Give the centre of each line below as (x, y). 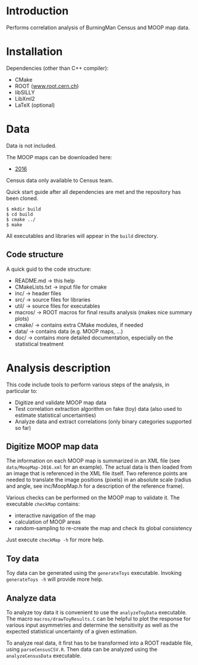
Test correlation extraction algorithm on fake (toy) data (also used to (98, 409)
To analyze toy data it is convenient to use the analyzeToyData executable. (97, 612)
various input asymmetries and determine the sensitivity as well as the (92, 625)
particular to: (22, 391)
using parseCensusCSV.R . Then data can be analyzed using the (82, 649)
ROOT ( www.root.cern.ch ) (47, 86)
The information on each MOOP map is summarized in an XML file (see (93, 461)
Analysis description (59, 368)
